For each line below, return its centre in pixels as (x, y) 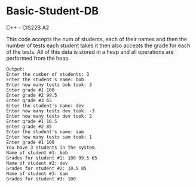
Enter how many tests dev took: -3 (50, 111)
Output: (16, 69)
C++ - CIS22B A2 (28, 27)
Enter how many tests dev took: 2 (49, 116)
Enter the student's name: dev (45, 106)
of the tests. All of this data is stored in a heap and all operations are (90, 51)
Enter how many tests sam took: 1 (49, 137)
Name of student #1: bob (37, 153)
